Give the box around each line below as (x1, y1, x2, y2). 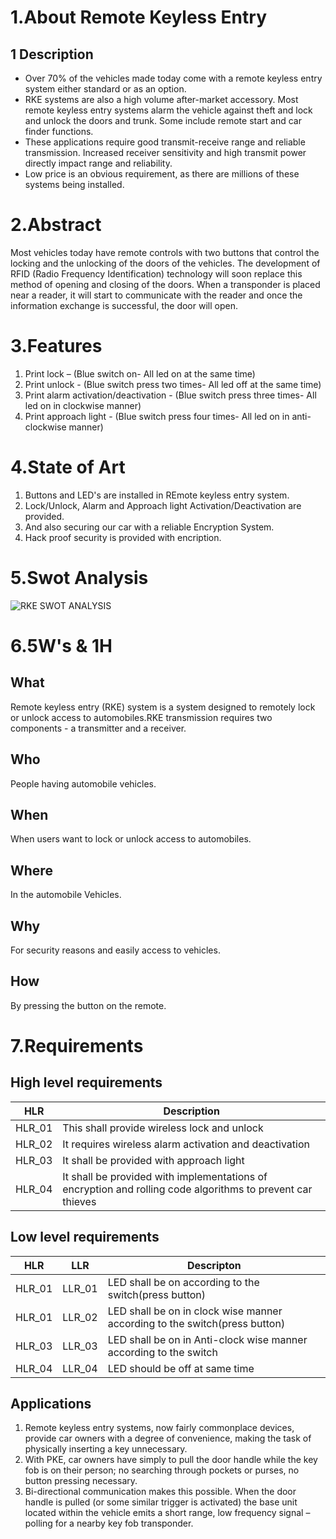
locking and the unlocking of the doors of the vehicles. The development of (10, 257, 321, 269)
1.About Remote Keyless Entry (10, 6, 267, 29)
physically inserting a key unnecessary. (24, 1443, 188, 1455)
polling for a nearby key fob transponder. (24, 1517, 194, 1530)
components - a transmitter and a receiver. (10, 722, 187, 734)
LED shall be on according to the (107, 1275, 260, 1289)
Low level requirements (10, 1229, 160, 1246)
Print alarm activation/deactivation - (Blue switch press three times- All (24, 389, 317, 401)
